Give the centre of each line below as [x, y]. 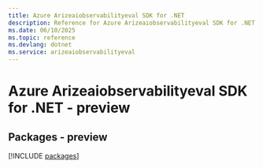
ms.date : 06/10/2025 [42, 30]
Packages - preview [58, 137]
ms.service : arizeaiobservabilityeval [72, 52]
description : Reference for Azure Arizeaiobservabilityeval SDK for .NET [132, 23]
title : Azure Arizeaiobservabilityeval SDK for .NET [96, 15]
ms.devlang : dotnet [40, 45]
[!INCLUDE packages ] [44, 156]
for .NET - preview [69, 108]
